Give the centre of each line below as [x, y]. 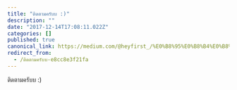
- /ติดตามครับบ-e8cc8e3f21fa [51, 60]
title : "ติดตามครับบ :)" [38, 14]
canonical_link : [31, 46]
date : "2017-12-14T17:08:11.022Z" [58, 27]
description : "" [31, 20]
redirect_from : [30, 53]
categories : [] [30, 33]
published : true [31, 40]
